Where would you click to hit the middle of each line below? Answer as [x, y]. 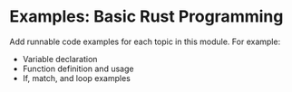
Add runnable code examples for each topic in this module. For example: [145, 41]
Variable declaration [60, 59]
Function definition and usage [78, 69]
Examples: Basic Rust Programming [146, 17]
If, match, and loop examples [77, 78]
